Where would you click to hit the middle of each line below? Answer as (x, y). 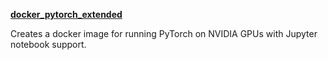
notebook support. (48, 44)
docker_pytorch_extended (66, 14)
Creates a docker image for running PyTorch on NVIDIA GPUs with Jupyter (164, 33)
